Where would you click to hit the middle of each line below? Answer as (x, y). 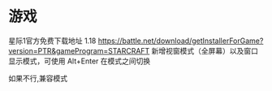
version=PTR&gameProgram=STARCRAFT (79, 50)
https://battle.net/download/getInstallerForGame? (181, 41)
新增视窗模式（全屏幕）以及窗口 (205, 50)
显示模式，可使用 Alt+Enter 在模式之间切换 (80, 61)
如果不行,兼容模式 (38, 78)
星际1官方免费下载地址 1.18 (52, 41)
